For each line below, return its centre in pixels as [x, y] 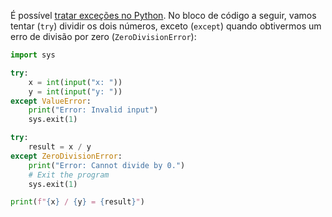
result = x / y [60, 147]
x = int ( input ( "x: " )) [75, 82]
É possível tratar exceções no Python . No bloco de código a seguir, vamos [163, 15]
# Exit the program [69, 175]
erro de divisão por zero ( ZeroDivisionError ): [103, 36]
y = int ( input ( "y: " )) [75, 91]
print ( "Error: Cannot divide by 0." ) [107, 165]
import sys [33, 55]
